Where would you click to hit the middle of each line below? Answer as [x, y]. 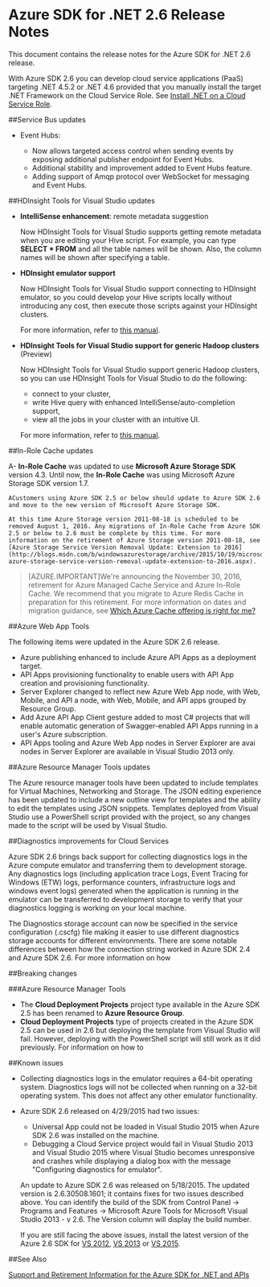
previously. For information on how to [82, 1047]
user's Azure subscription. [63, 734]
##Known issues [36, 1062]
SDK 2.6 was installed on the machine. [96, 1135]
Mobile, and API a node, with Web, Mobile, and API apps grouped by [133, 700]
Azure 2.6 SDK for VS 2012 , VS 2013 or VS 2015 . [100, 1243]
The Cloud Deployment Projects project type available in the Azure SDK [140, 1004]
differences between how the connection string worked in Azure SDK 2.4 [129, 949]
